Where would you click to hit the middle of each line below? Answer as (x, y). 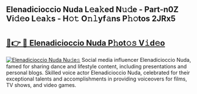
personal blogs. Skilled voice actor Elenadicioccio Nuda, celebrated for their (98, 73)
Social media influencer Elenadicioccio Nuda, (136, 60)
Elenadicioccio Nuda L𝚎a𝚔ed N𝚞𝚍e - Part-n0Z (92, 10)
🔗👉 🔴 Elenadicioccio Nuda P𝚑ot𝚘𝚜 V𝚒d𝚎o (86, 43)
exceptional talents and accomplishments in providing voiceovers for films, (96, 79)
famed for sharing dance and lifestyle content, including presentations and (96, 66)
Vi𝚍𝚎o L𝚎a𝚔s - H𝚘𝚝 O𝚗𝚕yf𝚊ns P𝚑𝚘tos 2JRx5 (91, 19)
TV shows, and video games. (41, 85)
